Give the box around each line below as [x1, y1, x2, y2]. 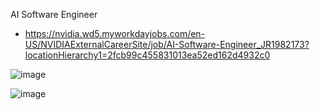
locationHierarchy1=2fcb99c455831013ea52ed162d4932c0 [24, 49, 271, 61]
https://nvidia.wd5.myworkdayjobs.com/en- [24, 28, 206, 39]
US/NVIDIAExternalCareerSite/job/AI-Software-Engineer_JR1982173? [24, 39, 310, 50]
